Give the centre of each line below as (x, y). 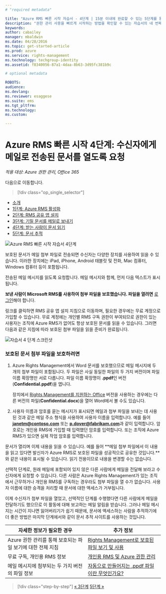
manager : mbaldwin (24, 37)
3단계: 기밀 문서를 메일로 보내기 (42, 221)
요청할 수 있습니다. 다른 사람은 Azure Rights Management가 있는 (85, 476)
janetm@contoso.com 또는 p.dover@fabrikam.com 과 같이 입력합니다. (84, 424)
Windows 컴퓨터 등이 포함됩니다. (37, 267)
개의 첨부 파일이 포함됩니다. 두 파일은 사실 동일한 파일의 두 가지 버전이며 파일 (86, 372)
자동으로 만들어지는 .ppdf (116, 566)
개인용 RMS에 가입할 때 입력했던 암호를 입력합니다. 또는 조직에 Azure (92, 430)
